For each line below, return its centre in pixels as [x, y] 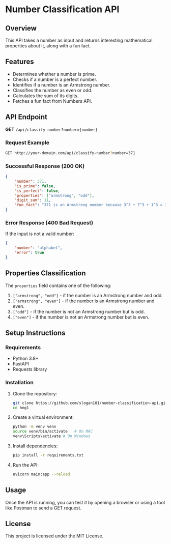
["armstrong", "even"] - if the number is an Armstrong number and [83, 301]
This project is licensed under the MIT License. [54, 536]
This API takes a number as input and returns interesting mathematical [79, 40]
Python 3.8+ [26, 359]
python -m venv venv [34, 427]
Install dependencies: [35, 446]
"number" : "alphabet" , [38, 248]
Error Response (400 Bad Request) [49, 223]
